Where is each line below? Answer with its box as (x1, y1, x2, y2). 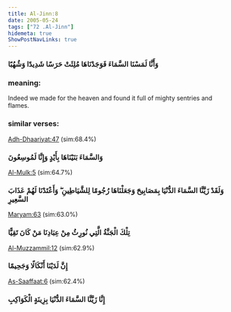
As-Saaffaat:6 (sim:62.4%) (8, 277, 86, 285)
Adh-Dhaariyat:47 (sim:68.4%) (8, 134, 97, 143)
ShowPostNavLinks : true (8, 36, 77, 43)
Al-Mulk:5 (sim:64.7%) (8, 168, 73, 176)
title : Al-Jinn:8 (8, 10, 59, 17)
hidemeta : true (8, 29, 52, 37)
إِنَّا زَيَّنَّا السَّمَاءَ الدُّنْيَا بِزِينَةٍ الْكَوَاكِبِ (8, 295, 105, 304)
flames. (8, 101, 30, 110)
